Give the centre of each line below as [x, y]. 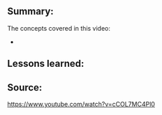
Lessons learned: [46, 64]
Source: [25, 87]
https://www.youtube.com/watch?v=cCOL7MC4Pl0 [81, 105]
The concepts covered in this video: [59, 28]
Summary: [30, 11]
